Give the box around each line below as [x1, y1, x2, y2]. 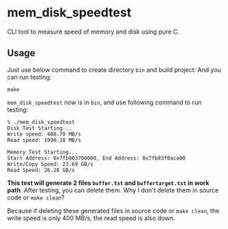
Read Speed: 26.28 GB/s [7, 167, 76, 173]
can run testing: [7, 73, 52, 81]
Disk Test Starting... [7, 125, 72, 132]
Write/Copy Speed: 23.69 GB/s [7, 160, 94, 167]
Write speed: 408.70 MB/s [7, 130, 81, 138]
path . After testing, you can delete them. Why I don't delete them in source [7, 186, 219, 194]
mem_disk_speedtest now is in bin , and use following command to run [7, 98, 202, 106]
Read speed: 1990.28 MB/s [7, 136, 81, 143]
